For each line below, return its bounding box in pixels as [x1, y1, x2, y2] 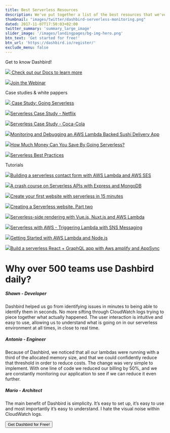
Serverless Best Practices [10, 152, 64, 158]
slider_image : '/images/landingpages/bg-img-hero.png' [5, 31, 123, 36]
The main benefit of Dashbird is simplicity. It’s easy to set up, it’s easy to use [5, 400, 164, 406]
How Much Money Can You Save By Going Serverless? [10, 141, 125, 148]
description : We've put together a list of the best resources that [5, 12, 153, 17]
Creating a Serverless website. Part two [10, 203, 93, 210]
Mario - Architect [5, 388, 42, 394]
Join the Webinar [10, 79, 46, 86]
